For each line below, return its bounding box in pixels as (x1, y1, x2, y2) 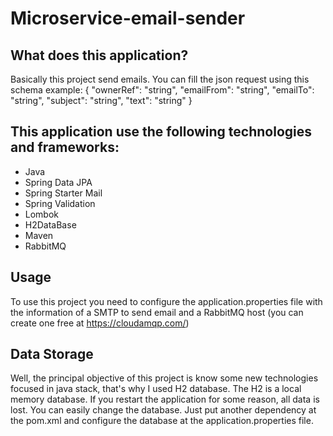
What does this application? (10, 47, 189, 64)
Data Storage (10, 346, 94, 363)
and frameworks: (10, 139, 120, 156)
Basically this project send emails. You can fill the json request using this (10, 73, 310, 85)
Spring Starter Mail (24, 187, 103, 199)
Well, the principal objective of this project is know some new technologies (10, 372, 319, 384)
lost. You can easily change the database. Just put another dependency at (10, 404, 317, 416)
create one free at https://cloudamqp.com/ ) (10, 317, 190, 329)
